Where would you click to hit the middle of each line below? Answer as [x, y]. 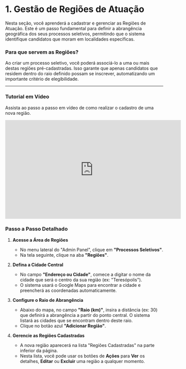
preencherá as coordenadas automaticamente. [68, 290]
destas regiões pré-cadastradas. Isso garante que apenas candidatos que [81, 68]
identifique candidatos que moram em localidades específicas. [70, 39]
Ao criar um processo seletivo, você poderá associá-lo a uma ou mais [77, 63]
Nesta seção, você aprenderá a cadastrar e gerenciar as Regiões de [76, 23]
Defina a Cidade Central [38, 265]
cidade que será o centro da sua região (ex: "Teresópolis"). [81, 280]
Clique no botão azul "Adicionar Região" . [63, 326]
